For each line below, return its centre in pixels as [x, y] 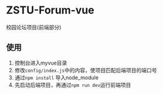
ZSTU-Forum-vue [50, 10]
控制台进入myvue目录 [41, 63]
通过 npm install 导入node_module [56, 78]
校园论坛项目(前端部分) [34, 27]
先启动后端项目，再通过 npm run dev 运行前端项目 [73, 85]
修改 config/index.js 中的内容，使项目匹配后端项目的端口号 [86, 70]
